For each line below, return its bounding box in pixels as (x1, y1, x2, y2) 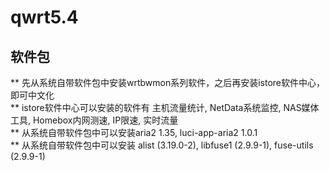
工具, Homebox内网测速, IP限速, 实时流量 (10, 114, 179, 126)
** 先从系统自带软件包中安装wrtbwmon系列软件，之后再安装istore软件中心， (10, 77, 326, 88)
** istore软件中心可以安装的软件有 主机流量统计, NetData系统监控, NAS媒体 (10, 102, 320, 113)
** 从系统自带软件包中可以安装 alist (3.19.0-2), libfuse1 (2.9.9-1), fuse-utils (10, 139, 314, 151)
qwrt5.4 (10, 6, 79, 29)
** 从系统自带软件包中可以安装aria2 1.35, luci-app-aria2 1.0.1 (10, 127, 258, 138)
